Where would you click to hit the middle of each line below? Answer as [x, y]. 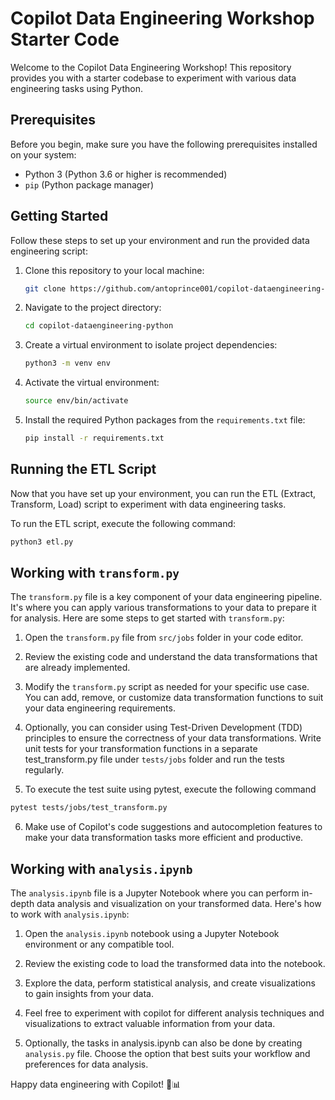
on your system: [43, 154]
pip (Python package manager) [89, 184]
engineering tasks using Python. [76, 88]
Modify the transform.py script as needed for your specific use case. [167, 687]
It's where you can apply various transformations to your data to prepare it [163, 608]
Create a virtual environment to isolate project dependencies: [151, 345]
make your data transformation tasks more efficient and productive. [164, 838]
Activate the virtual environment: [92, 383]
